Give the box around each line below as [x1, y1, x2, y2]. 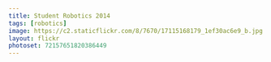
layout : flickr [8, 34, 60, 43]
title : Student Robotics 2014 [8, 11, 111, 20]
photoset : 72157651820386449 [8, 42, 107, 50]
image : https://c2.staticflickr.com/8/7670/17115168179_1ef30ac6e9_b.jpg [8, 27, 264, 35]
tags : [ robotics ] [8, 19, 67, 27]
